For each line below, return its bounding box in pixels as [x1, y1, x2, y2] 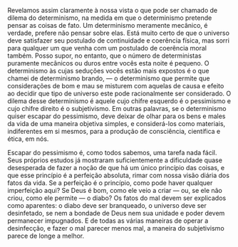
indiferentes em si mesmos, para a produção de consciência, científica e [7, 127, 221, 135]
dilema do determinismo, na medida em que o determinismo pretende [7, 14, 212, 22]
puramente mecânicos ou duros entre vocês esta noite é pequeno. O [7, 59, 209, 67]
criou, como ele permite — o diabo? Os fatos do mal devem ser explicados [7, 194, 227, 202]
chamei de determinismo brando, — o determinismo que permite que [7, 74, 210, 83]
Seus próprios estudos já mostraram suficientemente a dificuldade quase [7, 156, 223, 164]
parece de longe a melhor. [7, 231, 84, 240]
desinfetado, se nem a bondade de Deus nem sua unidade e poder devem [7, 209, 225, 217]
